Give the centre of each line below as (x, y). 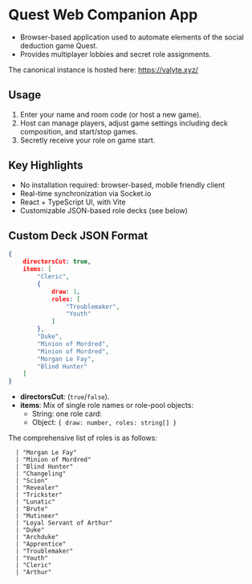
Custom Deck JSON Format (78, 235)
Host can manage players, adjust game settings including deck (124, 123)
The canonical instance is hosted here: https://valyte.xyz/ (104, 69)
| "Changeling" (41, 474)
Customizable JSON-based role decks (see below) (104, 210)
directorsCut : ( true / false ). (65, 397)
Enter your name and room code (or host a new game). (111, 114)
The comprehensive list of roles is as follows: (83, 438)
